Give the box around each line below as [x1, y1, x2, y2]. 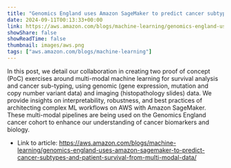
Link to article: [16, 139, 58, 147]
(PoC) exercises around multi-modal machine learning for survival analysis [7, 74, 219, 82]
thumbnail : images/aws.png [7, 42, 85, 49]
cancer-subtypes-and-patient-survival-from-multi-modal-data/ [16, 153, 197, 161]
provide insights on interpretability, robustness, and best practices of [7, 96, 203, 104]
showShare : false [7, 29, 57, 36]
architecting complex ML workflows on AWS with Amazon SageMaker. [7, 104, 206, 112]
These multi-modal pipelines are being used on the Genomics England [7, 110, 206, 119]
